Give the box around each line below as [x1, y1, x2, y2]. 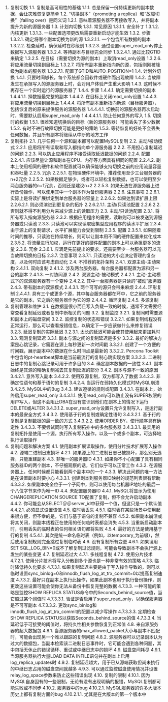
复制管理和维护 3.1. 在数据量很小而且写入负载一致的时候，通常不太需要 [10, 303, 157, 309]
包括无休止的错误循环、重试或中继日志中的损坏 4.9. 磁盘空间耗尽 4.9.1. [14, 647, 161, 653]
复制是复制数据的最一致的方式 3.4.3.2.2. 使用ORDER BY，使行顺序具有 [10, 418, 157, 424]
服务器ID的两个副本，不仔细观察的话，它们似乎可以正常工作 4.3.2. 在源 [10, 462, 158, 468]
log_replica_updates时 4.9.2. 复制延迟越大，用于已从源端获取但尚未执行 [10, 659, 160, 665]
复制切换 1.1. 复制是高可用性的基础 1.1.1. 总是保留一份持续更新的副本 [10, 5, 150, 10]
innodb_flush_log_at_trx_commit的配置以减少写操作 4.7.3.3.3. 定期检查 [10, 608, 156, 615]
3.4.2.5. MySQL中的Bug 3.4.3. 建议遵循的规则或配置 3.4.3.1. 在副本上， [10, 386, 158, 392]
